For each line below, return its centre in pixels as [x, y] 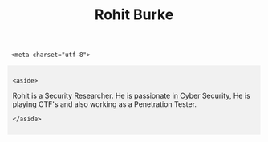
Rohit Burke [134, 15]
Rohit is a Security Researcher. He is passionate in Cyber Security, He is [131, 96]
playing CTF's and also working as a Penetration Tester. [105, 104]
